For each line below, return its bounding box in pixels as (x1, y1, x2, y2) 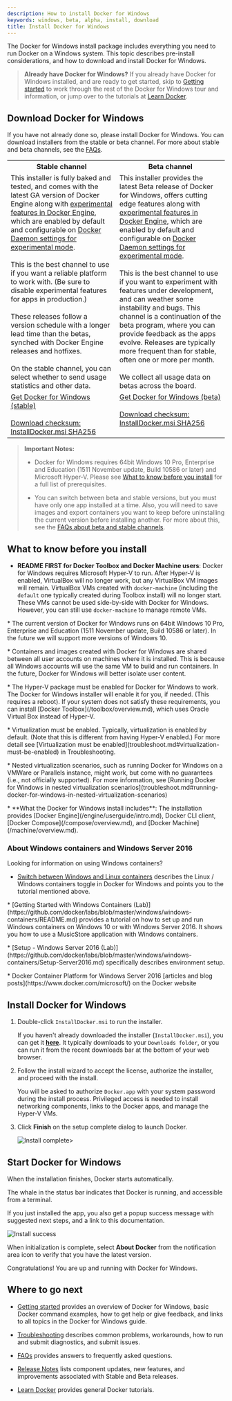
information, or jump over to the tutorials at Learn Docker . (23, 92, 188, 100)
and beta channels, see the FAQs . (7, 146, 103, 154)
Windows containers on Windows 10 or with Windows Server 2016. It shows (7, 923, 223, 931)
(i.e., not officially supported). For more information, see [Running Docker (7, 776, 216, 784)
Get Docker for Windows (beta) (119, 392, 221, 402)
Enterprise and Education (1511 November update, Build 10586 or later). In (7, 626, 216, 635)
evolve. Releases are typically (119, 337, 215, 347)
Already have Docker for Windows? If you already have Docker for (23, 70, 216, 78)
